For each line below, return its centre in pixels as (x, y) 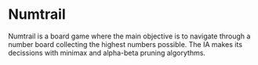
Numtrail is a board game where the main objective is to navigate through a (129, 36)
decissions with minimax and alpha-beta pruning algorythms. (107, 52)
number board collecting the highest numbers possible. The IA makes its (125, 44)
